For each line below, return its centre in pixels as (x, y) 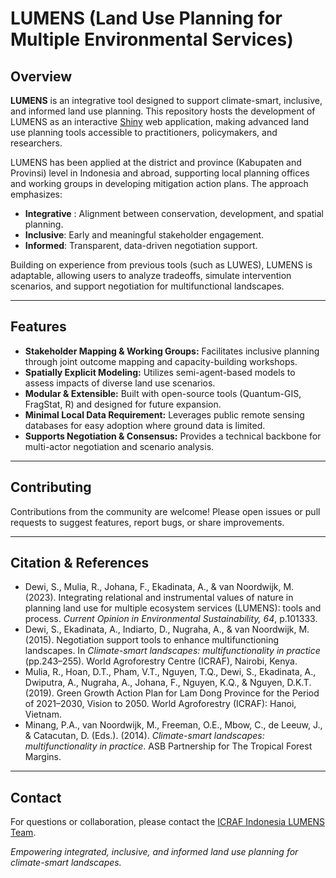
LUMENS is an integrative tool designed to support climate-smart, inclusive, (166, 100)
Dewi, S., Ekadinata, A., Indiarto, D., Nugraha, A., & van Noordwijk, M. (167, 629)
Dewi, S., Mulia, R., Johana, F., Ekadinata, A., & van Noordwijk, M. (159, 587)
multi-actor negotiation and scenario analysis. (119, 446)
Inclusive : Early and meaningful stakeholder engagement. (144, 235)
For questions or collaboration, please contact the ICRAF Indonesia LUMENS (168, 822)
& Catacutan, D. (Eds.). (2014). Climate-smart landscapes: (144, 736)
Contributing (51, 487)
